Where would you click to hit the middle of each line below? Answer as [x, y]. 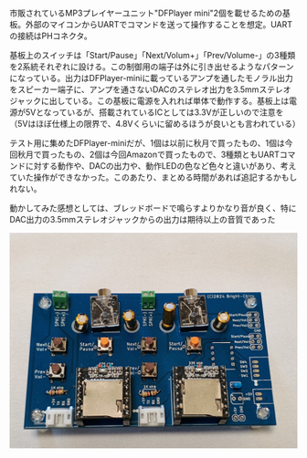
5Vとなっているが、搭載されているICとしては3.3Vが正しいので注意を [154, 112]
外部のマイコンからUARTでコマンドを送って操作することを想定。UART [159, 24]
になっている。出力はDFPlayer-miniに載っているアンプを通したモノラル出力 [152, 78]
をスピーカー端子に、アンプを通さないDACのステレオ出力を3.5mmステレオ [150, 89]
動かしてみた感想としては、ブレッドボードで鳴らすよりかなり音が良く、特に [153, 208]
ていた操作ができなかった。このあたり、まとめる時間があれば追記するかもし [153, 177]
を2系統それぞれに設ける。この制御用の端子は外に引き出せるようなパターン [152, 67]
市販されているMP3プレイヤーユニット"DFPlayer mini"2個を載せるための [146, 13]
